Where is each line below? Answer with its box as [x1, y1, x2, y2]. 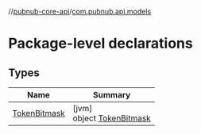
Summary [92, 90, 131, 100]
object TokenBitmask [72, 113, 151, 124]
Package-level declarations [8, 35, 193, 52]
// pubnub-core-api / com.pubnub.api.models [8, 7, 152, 16]
